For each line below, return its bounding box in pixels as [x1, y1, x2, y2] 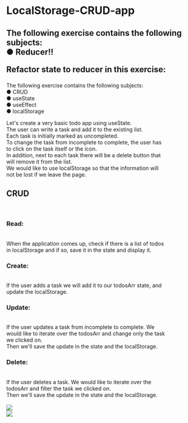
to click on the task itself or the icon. [6, 145, 97, 152]
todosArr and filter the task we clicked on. [6, 385, 111, 392]
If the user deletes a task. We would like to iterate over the [6, 378, 152, 385]
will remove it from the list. [6, 158, 73, 165]
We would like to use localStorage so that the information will [6, 164, 159, 172]
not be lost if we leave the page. [6, 171, 87, 178]
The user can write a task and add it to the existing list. [6, 126, 143, 133]
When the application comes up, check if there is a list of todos [6, 240, 164, 247]
